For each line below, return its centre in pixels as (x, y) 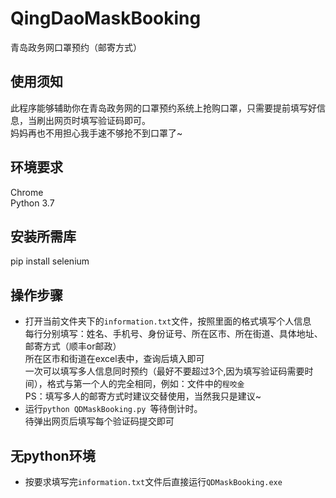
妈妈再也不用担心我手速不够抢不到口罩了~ (96, 133)
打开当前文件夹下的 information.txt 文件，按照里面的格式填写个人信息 (168, 321)
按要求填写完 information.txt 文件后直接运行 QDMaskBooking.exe (153, 481)
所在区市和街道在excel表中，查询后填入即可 (114, 359)
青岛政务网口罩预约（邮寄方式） (76, 47)
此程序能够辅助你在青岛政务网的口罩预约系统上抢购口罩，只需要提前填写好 (163, 108)
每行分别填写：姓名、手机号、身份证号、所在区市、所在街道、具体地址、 (173, 334)
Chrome (27, 192)
